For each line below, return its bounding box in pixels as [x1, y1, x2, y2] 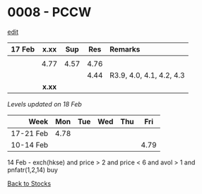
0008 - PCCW [7, 4, 92, 20]
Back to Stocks [7, 179, 52, 188]
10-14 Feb [11, 140, 49, 150]
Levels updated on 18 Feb [7, 99, 83, 108]
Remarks [109, 44, 141, 54]
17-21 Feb [11, 128, 49, 138]
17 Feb [11, 44, 35, 54]
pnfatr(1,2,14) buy [7, 165, 59, 174]
